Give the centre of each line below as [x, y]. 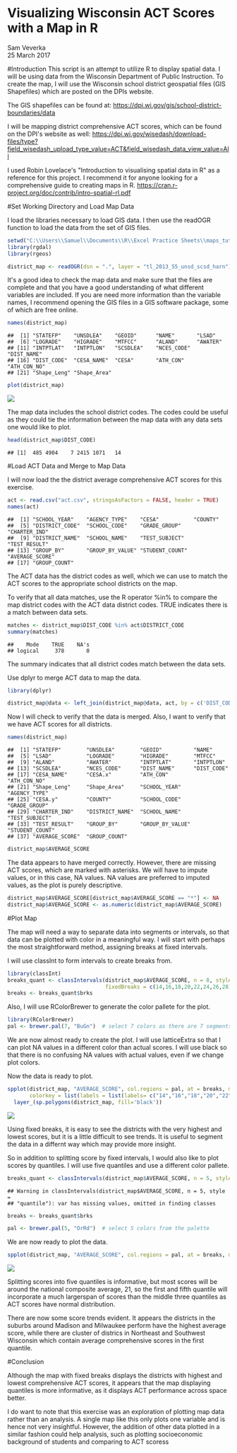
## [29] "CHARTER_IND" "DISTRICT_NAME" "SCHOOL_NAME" [94, 812]
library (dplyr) [30, 690]
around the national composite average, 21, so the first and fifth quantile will [117, 1290]
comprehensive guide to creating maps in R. [71, 185]
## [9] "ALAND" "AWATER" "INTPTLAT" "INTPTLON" [116, 763]
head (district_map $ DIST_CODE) [52, 440]
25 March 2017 [29, 55]
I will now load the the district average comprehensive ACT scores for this [115, 480]
